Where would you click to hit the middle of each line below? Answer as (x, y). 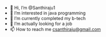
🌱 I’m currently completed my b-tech (48, 18)
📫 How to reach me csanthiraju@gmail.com (55, 29)
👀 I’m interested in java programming (48, 13)
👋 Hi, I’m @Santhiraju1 (32, 8)
